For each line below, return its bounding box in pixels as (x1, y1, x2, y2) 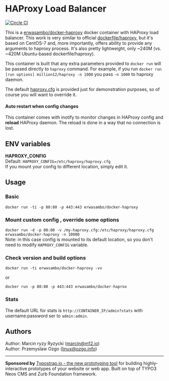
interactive (5, 365, 28, 372)
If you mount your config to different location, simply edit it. (5, 163, 128, 169)
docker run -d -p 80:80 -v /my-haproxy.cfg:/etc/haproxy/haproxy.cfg (5, 227, 154, 233)
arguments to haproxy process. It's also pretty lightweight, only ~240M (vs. (5, 45, 161, 51)
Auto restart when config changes (5, 103, 79, 109)
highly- (143, 360, 158, 366)
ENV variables (5, 139, 51, 148)
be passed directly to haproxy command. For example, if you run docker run (5, 66, 162, 72)
